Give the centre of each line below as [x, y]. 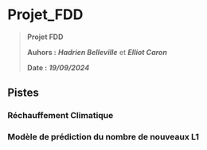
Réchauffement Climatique [61, 116]
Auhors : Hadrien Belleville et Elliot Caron [97, 52]
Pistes [23, 93]
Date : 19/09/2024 [58, 67]
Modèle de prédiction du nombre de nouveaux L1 [103, 137]
